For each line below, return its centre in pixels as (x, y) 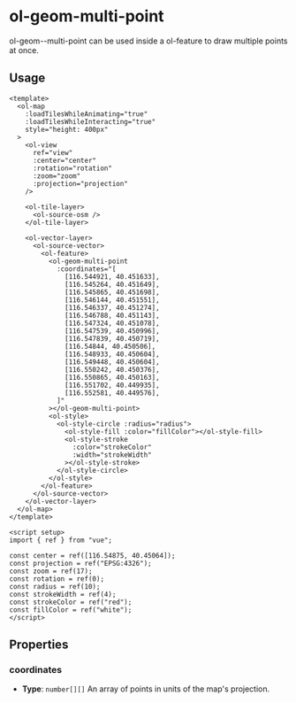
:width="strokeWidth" (112, 455)
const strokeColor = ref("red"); (71, 602)
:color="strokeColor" (112, 447)
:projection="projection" (80, 183)
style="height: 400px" (67, 129)
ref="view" (53, 152)
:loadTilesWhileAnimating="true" (87, 114)
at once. (24, 50)
